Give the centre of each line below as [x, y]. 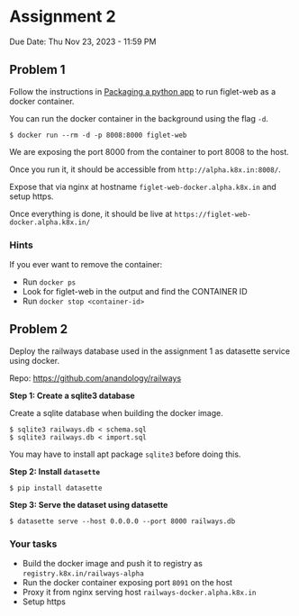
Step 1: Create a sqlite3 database [72, 395]
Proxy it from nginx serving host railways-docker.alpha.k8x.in [139, 593]
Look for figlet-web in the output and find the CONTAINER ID [135, 292]
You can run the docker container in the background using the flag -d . [139, 118]
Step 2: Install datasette [55, 471]
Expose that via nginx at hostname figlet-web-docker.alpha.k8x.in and [143, 186]
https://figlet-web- [213, 214]
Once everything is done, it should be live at [91, 213]
